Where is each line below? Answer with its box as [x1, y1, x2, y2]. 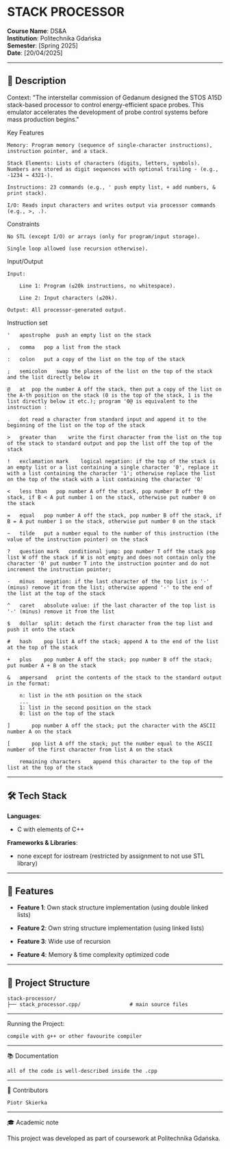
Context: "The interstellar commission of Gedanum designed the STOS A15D [7, 93, 222, 102]
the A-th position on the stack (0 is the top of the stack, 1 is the [7, 392, 213, 399]
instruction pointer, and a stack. [7, 148, 109, 154]
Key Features [7, 128, 44, 137]
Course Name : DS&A [7, 27, 67, 35]
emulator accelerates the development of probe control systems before [7, 108, 209, 116]
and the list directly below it [7, 373, 99, 381]
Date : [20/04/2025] [7, 49, 63, 57]
